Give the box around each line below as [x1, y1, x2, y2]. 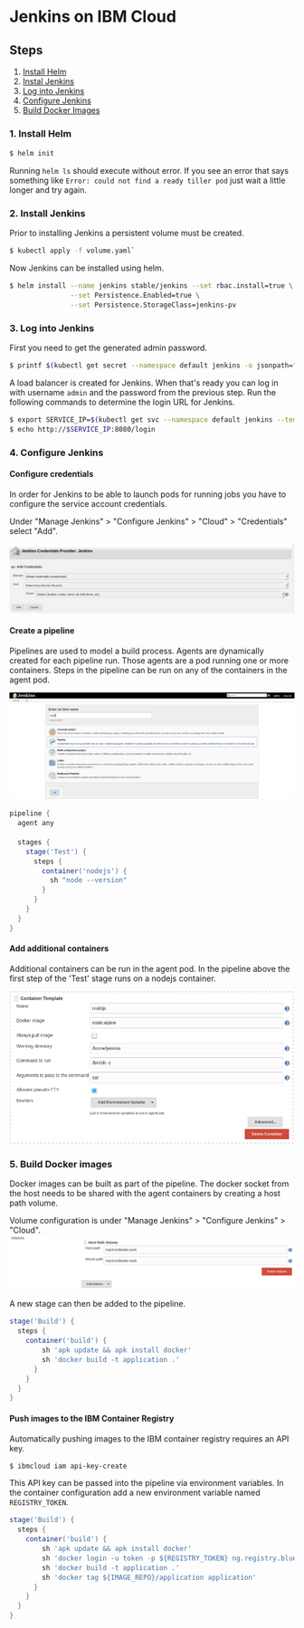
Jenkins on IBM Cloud [9, 6, 176, 27]
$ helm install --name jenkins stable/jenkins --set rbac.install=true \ [9, 281, 294, 290]
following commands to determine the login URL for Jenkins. [9, 396, 235, 408]
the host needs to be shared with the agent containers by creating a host [9, 1187, 280, 1198]
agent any [17, 819, 54, 828]
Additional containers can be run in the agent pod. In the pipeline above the [9, 963, 290, 974]
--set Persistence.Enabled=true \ [70, 291, 201, 300]
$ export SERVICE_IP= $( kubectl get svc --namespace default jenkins [9, 415, 273, 424]
